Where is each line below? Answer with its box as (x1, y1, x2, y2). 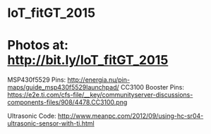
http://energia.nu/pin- (67, 75, 131, 84)
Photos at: (7, 37, 69, 54)
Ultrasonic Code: (7, 111, 56, 121)
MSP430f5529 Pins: (7, 75, 66, 84)
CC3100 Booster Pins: (120, 83, 185, 92)
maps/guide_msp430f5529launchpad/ (7, 83, 120, 92)
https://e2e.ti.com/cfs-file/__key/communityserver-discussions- (7, 90, 193, 99)
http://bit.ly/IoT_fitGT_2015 (7, 52, 169, 68)
